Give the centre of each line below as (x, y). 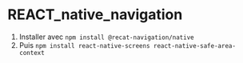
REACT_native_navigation (95, 15)
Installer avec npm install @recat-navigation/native (106, 37)
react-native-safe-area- (195, 45)
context (32, 53)
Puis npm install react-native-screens (84, 45)
